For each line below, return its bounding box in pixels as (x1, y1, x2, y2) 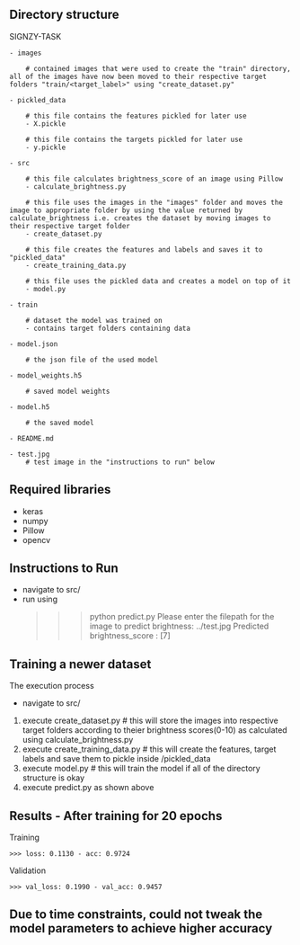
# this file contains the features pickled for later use (25, 111, 247, 120)
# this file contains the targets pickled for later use (25, 135, 243, 144)
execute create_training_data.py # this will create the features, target (22, 744, 277, 754)
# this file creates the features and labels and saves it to (25, 245, 263, 254)
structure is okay (22, 772, 85, 783)
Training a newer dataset (9, 656, 152, 672)
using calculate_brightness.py (22, 735, 134, 745)
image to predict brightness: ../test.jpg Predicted (89, 620, 269, 632)
